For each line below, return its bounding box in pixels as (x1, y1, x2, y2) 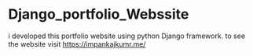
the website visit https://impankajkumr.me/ (8, 39, 146, 48)
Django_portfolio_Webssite (8, 5, 189, 23)
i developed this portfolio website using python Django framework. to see (8, 31, 246, 40)
